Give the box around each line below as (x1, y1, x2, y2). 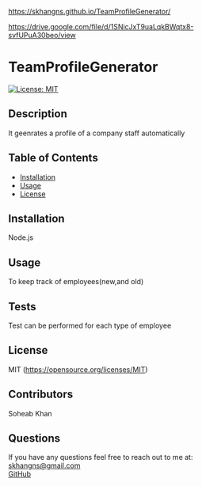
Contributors (8, 388, 74, 401)
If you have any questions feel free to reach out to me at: (8, 453, 193, 462)
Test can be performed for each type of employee (8, 321, 172, 330)
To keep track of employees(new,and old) (8, 277, 144, 287)
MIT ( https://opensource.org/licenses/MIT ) (8, 364, 148, 374)
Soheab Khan (8, 408, 53, 418)
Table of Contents (8, 151, 99, 165)
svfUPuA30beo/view (8, 31, 77, 40)
